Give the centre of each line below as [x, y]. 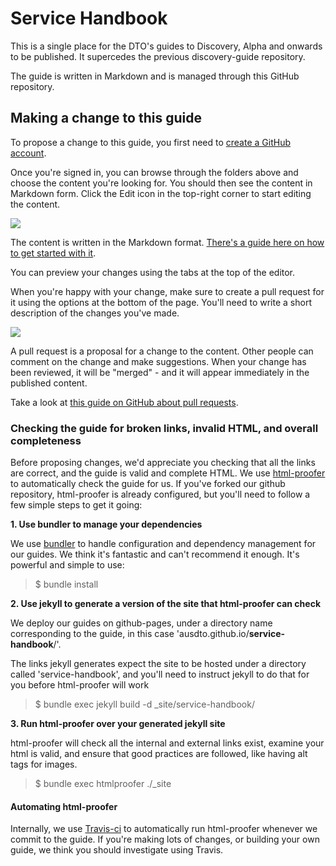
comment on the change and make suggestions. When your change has [158, 361]
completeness [46, 440]
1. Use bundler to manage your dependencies [106, 524]
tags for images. [44, 764]
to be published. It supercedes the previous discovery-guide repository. [158, 56]
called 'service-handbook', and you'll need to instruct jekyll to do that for [160, 674]
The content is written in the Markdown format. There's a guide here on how [167, 242]
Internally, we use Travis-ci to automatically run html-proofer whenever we [164, 829]
